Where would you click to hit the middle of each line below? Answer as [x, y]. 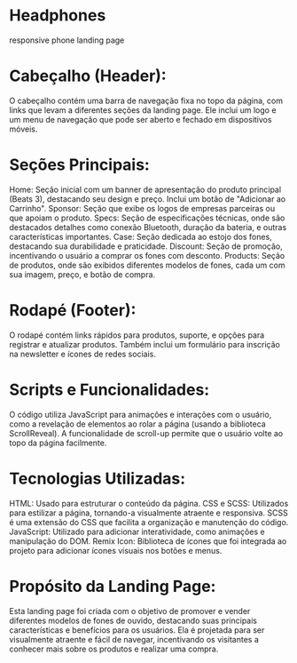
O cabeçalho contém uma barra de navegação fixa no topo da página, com [146, 100]
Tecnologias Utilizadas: [98, 479]
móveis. [23, 129]
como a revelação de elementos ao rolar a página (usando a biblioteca [137, 424]
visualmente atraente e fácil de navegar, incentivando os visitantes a [134, 639]
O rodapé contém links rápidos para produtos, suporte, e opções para [137, 335]
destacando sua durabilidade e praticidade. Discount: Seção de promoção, [146, 246]
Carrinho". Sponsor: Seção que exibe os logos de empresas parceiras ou [142, 208]
